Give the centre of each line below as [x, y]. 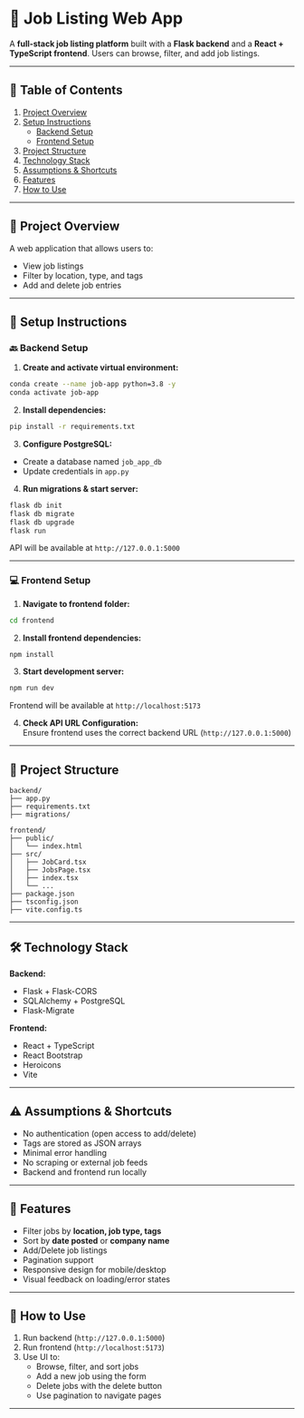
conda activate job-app [54, 393]
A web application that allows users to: [81, 248]
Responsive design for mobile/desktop [94, 1269]
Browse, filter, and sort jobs [87, 1367]
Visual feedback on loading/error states [96, 1279]
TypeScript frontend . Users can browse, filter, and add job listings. [135, 53]
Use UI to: [41, 1357]
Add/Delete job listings [65, 1250]
